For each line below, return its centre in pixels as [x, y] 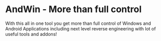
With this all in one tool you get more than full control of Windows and [78, 23]
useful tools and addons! [31, 34]
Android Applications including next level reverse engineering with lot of [80, 28]
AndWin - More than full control [73, 9]
